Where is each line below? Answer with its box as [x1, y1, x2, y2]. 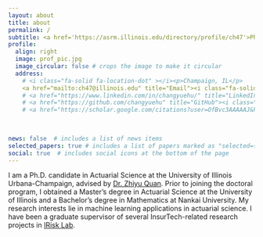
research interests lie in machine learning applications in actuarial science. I [8, 204, 252, 214]
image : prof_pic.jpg [15, 56, 82, 63]
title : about [8, 19, 51, 27]
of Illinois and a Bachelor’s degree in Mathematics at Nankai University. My [8, 196, 249, 205]
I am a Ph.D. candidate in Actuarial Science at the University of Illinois [8, 171, 232, 180]
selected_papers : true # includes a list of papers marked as [8, 142, 215, 149]
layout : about [8, 11, 55, 20]
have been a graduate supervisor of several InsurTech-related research [8, 212, 239, 221]
